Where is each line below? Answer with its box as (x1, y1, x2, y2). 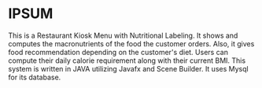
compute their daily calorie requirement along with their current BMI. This (8, 56, 246, 65)
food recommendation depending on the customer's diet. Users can (8, 47, 228, 57)
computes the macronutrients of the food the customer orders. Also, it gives (8, 38, 255, 48)
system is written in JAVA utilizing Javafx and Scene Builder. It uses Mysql (8, 64, 249, 73)
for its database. (8, 72, 61, 82)
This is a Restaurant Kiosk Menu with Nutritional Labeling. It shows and (8, 31, 238, 40)
